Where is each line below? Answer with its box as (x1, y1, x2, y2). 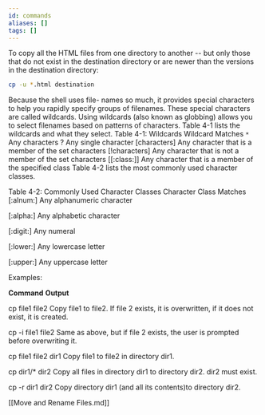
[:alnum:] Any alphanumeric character (8, 196, 133, 205)
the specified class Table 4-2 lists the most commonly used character (8, 163, 238, 172)
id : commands (8, 11, 52, 20)
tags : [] (8, 26, 38, 34)
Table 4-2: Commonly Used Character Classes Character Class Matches (8, 187, 247, 196)
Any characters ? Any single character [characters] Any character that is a (8, 137, 252, 148)
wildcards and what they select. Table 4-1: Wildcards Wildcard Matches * (8, 129, 250, 139)
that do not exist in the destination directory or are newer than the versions (8, 57, 254, 66)
